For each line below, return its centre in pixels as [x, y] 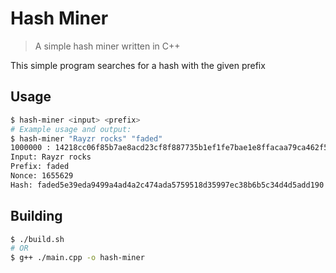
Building [36, 216]
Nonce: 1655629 [42, 176]
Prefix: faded [40, 167]
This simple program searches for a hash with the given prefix [138, 65]
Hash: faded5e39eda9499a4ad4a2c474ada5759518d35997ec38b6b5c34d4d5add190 [167, 185]
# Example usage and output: [71, 129]
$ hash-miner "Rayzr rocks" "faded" [86, 138]
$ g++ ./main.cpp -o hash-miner [77, 258]
